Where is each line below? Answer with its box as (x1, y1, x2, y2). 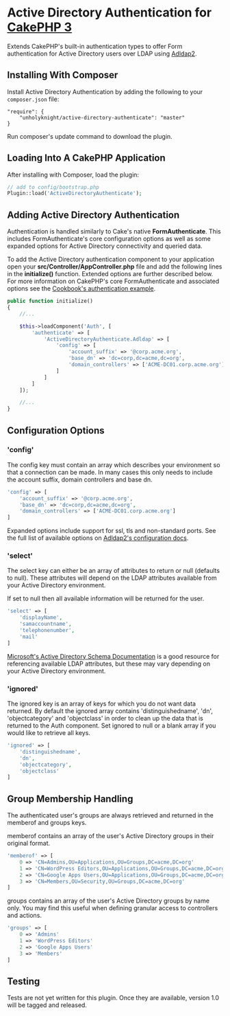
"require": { (7, 108, 44, 115)
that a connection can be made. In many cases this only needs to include (7, 468, 214, 476)
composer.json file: (7, 95, 60, 103)
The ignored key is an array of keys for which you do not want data (7, 699, 196, 708)
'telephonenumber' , (19, 627, 75, 634)
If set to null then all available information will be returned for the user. (7, 594, 205, 602)
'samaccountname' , (19, 620, 72, 628)
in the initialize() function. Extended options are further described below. (7, 270, 214, 278)
